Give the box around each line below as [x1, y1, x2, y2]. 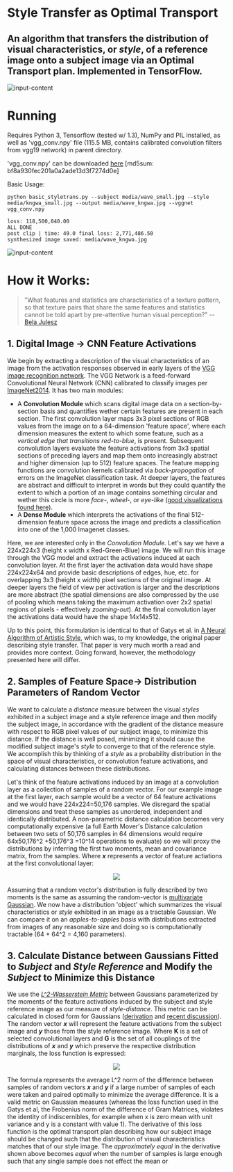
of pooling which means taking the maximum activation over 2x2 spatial [7, 597, 213, 606]
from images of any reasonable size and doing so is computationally [7, 922, 202, 931]
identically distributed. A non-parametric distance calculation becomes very [7, 814, 224, 823]
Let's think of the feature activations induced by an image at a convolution [7, 778, 219, 786]
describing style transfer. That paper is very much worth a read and [7, 641, 200, 649]
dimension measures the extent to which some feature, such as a [17, 429, 204, 438]
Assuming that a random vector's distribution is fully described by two [7, 885, 208, 894]
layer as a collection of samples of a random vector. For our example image [7, 785, 223, 794]
